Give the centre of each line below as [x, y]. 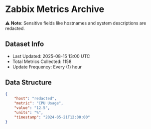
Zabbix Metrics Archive [55, 9]
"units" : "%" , [29, 113]
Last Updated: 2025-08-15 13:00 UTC [51, 56]
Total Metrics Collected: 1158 [42, 61]
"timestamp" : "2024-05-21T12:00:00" [52, 117]
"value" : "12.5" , [32, 108]
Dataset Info [25, 44]
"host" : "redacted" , [35, 98]
